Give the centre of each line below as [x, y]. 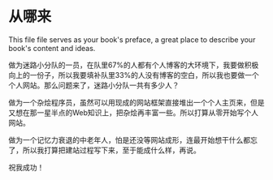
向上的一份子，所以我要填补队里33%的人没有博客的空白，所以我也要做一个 [134, 75]
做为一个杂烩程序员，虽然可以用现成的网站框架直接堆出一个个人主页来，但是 [136, 102]
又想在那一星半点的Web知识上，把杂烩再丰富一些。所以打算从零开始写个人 [133, 112]
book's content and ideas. [52, 48]
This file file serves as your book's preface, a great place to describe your [132, 39]
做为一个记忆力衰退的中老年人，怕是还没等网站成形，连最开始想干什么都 [129, 139]
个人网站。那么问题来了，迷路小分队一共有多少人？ [94, 85]
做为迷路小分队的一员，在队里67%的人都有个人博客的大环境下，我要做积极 [134, 65]
